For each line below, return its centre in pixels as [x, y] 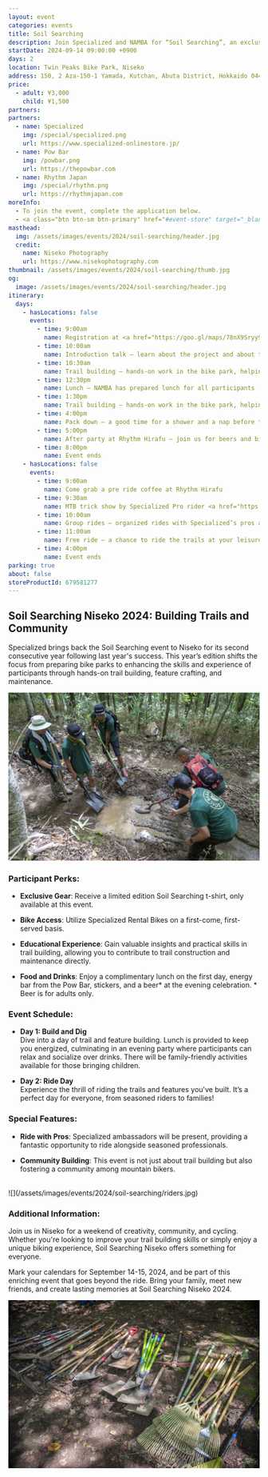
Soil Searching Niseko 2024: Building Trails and [129, 616]
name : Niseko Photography [66, 253]
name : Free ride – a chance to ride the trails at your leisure [153, 540]
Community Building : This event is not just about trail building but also [136, 1160]
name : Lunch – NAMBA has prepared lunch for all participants [149, 388]
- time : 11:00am [64, 532]
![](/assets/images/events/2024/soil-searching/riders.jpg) [103, 1193]
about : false [30, 574]
